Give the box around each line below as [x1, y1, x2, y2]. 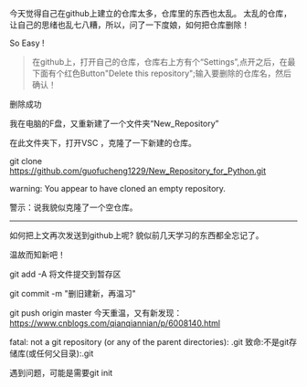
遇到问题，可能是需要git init [9, 368, 113, 378]
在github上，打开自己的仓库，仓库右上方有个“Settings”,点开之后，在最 [31, 57, 296, 67]
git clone [9, 156, 43, 166]
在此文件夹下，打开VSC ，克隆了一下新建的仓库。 [9, 138, 196, 148]
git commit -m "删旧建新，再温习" [9, 288, 137, 298]
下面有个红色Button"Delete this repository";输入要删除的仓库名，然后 [31, 68, 292, 78]
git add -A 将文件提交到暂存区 [9, 268, 122, 279]
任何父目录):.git [36, 348, 94, 359]
